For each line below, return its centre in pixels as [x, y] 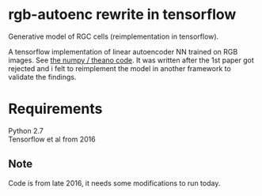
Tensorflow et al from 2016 [52, 139]
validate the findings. [42, 77]
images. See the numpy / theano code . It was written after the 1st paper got [131, 60]
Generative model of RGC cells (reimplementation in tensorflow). [114, 36]
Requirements [55, 109]
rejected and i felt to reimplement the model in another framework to [120, 68]
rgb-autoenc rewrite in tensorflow [122, 15]
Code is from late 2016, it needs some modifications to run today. [114, 183]
